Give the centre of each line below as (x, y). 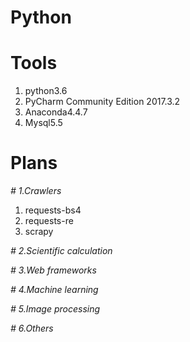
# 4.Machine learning (54, 290)
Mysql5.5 (43, 123)
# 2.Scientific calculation (61, 251)
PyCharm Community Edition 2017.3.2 (102, 102)
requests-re (49, 221)
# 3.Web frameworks (53, 270)
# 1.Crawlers (36, 191)
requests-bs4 (53, 210)
